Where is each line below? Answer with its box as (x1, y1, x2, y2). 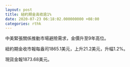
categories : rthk (5, 21, 41, 26)
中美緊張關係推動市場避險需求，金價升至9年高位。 (5, 35, 109, 41)
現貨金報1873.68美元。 (5, 57, 52, 63)
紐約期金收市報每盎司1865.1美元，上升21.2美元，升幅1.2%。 (5, 46, 128, 52)
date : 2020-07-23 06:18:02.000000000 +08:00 (5, 16, 99, 21)
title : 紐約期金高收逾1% (5, 12, 51, 17)
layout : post (5, 7, 32, 12)
